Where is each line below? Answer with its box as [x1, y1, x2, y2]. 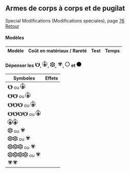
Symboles [13, 75, 35, 81]
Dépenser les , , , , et [5, 62, 75, 68]
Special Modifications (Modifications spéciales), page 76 [5, 17, 125, 23]
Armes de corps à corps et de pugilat [5, 4, 125, 13]
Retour [5, 23, 19, 29]
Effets [45, 75, 59, 81]
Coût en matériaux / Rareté [28, 47, 87, 54]
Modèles [5, 35, 24, 41]
